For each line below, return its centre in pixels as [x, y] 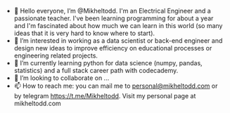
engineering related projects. [56, 55]
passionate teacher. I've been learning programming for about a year [114, 18]
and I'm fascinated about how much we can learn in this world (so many [118, 26]
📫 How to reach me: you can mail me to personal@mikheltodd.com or [116, 86]
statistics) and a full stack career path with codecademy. [96, 71]
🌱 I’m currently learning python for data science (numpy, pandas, [108, 63]
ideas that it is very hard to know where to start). [84, 33]
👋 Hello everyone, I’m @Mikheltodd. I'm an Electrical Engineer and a [112, 11]
